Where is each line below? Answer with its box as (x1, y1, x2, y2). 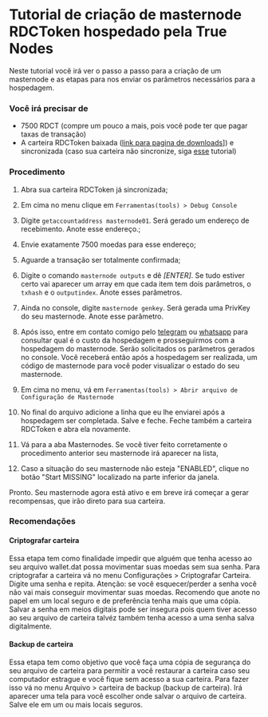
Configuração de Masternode (20, 393, 114, 401)
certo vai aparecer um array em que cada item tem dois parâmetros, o (20, 279, 252, 288)
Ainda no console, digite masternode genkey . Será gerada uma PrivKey (20, 303, 250, 312)
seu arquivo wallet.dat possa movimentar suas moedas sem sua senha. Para (9, 561, 260, 572)
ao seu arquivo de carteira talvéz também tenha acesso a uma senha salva (9, 612, 254, 622)
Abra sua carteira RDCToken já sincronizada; (20, 184, 168, 194)
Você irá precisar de (9, 102, 89, 113)
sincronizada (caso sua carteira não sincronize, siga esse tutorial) (20, 146, 237, 156)
